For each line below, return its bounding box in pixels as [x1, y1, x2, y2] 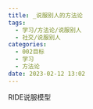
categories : [8, 41, 47, 49]
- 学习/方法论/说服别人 [15, 26, 82, 34]
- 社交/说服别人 [15, 33, 61, 42]
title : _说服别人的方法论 [8, 11, 84, 20]
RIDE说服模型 [8, 92, 52, 102]
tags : [8, 19, 26, 27]
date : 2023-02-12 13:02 [8, 70, 86, 78]
